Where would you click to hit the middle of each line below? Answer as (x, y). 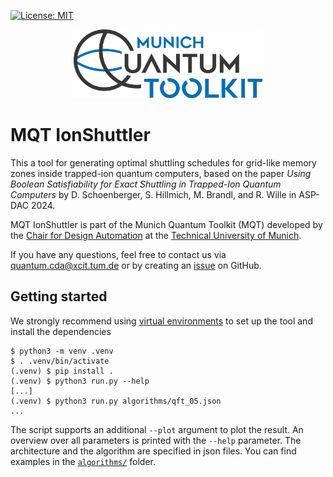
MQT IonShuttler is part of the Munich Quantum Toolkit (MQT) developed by (166, 225)
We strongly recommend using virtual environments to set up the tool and (161, 321)
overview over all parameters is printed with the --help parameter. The (156, 440)
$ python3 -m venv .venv (62, 351)
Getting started (59, 296)
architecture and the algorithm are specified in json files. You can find (153, 451)
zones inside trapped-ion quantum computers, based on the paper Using (161, 174)
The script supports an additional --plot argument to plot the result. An (157, 429)
